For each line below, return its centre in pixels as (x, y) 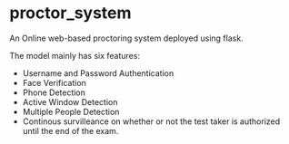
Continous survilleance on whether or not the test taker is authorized (151, 121)
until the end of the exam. (70, 130)
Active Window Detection (70, 101)
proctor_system (70, 13)
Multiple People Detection (71, 111)
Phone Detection (54, 92)
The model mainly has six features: (75, 55)
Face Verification (54, 82)
